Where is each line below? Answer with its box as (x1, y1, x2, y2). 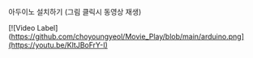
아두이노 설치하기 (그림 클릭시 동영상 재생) (8, 7, 142, 16)
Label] (36, 23, 58, 32)
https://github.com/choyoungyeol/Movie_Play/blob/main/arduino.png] (11, 31, 245, 41)
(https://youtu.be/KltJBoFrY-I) (8, 40, 108, 50)
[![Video (8, 23, 36, 32)
